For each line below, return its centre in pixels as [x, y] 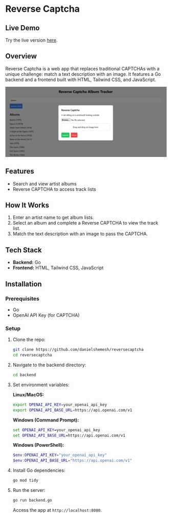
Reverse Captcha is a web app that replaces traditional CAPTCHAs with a [82, 68]
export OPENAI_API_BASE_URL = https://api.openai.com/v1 [72, 410]
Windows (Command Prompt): [46, 420]
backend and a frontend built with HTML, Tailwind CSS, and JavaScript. [81, 79]
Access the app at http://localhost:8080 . [57, 510]
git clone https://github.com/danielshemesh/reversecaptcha [78, 350]
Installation [24, 284]
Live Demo [23, 28]
